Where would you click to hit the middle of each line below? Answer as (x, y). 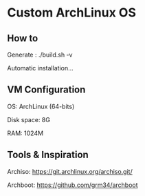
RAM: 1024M (25, 133)
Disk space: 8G (29, 119)
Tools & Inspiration (48, 155)
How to (23, 38)
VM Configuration (46, 90)
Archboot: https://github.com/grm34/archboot (73, 185)
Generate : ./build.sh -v (40, 55)
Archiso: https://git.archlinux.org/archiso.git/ (70, 171)
